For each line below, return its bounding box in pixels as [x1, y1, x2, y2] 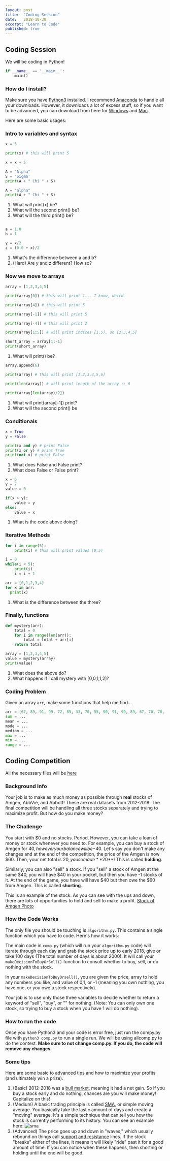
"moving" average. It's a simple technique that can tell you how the [12, 1112, 153, 1118]
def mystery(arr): [5, 623, 44, 628]
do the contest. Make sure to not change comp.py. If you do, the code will [5, 1040, 162, 1047]
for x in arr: [5, 585, 36, 590]
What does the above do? [12, 670, 67, 676]
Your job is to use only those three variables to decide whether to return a [5, 994, 159, 1000]
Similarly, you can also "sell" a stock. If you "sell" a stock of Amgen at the [5, 866, 159, 872]
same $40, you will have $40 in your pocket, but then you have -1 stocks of [5, 871, 163, 877]
